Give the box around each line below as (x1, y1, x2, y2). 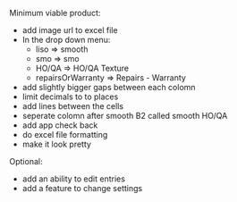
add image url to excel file (21, 25, 118, 35)
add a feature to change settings (21, 183, 143, 193)
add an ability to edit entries (21, 173, 125, 184)
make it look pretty (21, 139, 92, 149)
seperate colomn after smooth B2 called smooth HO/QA (21, 111, 228, 121)
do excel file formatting (21, 130, 108, 139)
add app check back (21, 120, 98, 130)
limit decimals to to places (21, 91, 119, 102)
